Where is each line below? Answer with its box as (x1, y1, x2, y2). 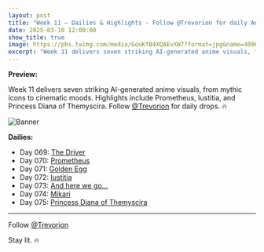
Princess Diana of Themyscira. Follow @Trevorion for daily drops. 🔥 (8, 101, 228, 111)
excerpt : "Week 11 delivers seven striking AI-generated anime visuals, (8, 48, 251, 56)
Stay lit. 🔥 (8, 236, 39, 244)
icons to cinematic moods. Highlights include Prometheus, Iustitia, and (8, 93, 236, 102)
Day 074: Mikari (19, 189, 71, 199)
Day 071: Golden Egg (19, 164, 88, 173)
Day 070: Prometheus (19, 156, 90, 165)
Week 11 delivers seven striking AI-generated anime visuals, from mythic (8, 85, 243, 94)
